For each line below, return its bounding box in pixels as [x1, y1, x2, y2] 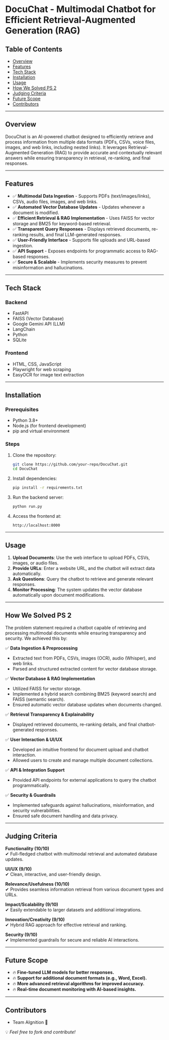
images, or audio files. [12, 559, 59, 566]
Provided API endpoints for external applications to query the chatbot [12, 777, 156, 783]
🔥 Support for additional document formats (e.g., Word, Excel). [12, 975, 147, 981]
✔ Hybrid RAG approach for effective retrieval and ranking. [5, 921, 127, 928]
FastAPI [12, 310, 29, 316]
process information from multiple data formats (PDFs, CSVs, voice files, [5, 139, 155, 145]
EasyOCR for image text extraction [12, 371, 84, 377]
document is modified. [12, 210, 59, 216]
